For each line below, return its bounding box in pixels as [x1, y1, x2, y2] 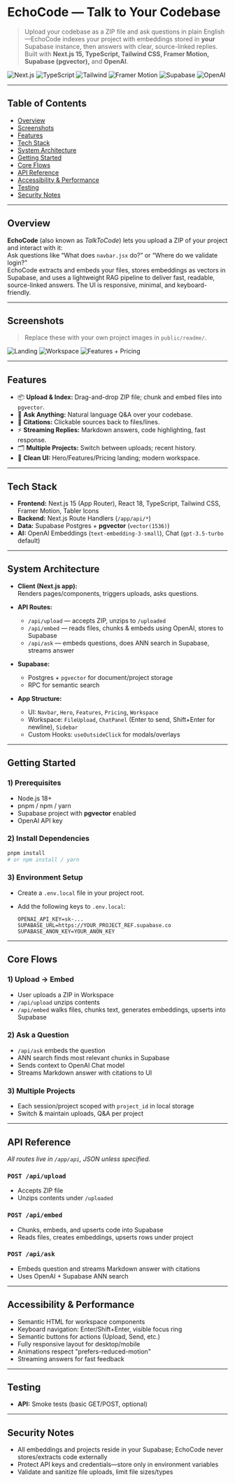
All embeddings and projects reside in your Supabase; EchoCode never [17, 1445, 224, 1454]
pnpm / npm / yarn [17, 801, 71, 809]
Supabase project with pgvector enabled [17, 809, 136, 817]
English [204, 27, 225, 36]
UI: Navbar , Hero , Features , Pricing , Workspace [27, 708, 159, 716]
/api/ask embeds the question [17, 1046, 106, 1054]
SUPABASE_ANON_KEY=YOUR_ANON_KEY [17, 928, 115, 935]
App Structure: [17, 694, 62, 702]
